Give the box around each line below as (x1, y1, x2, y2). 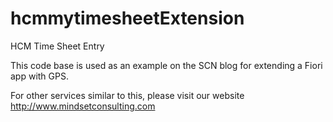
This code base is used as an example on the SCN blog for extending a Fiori (10, 59, 323, 71)
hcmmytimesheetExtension (10, 7, 245, 30)
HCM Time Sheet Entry (10, 40, 105, 52)
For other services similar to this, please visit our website (10, 89, 245, 101)
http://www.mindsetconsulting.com (10, 100, 156, 112)
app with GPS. (10, 70, 69, 82)
